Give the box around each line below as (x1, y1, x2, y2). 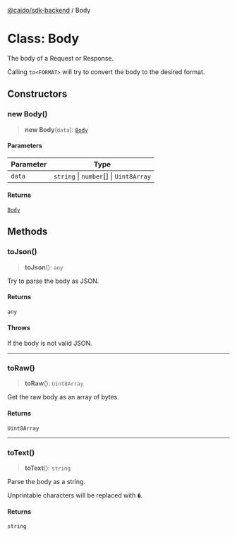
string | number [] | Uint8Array (53, 171, 152, 181)
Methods (7, 226, 48, 238)
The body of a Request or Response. (7, 54, 114, 62)
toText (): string (24, 464, 71, 472)
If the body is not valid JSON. (7, 339, 93, 348)
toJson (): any (24, 263, 63, 271)
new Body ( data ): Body (24, 125, 88, 133)
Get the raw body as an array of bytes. (7, 393, 120, 402)
